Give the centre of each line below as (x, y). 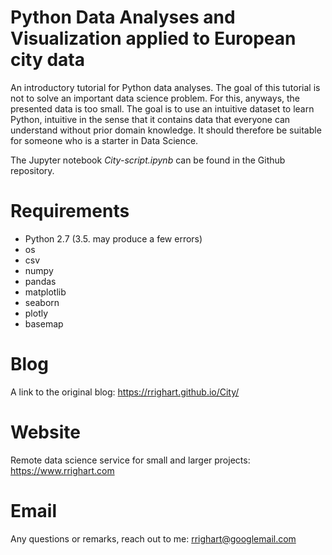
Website (45, 432)
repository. (32, 170)
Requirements (70, 211)
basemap (44, 323)
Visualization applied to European (153, 38)
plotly (36, 313)
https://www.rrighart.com (62, 470)
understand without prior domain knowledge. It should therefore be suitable (166, 130)
